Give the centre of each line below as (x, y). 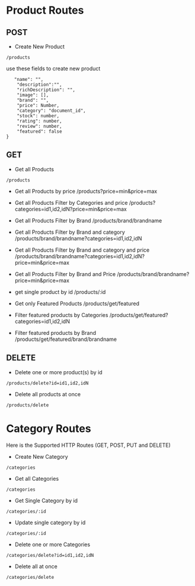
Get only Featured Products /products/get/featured (77, 303)
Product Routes (45, 10)
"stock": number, (38, 116)
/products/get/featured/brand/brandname (66, 339)
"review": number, (39, 126)
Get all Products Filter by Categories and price (71, 202)
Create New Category (41, 456)
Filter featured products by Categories (61, 315)
